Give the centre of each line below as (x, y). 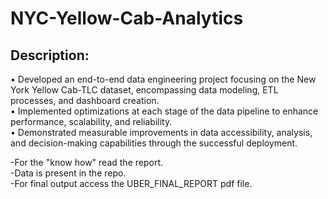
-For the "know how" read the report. (86, 162)
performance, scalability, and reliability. (91, 121)
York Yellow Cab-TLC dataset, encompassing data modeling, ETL (144, 90)
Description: (50, 55)
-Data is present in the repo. (68, 173)
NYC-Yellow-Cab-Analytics (127, 18)
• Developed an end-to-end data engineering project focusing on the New (163, 79)
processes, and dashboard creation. (85, 100)
